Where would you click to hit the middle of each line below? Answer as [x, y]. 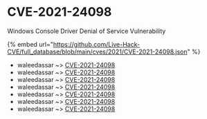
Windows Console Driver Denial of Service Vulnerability [87, 31]
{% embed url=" [30, 44]
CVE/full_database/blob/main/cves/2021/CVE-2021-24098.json [97, 52]
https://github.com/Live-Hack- [97, 44]
